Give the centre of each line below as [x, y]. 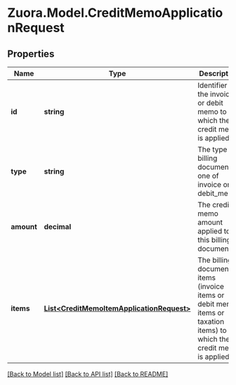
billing [208, 158]
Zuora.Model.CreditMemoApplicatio [115, 13]
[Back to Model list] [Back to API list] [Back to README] [88, 374]
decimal [58, 227]
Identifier [212, 85]
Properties [31, 54]
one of [208, 176]
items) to [212, 330]
